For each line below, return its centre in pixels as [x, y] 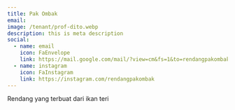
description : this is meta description [65, 33]
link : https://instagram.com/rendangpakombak [87, 79]
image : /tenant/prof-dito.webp [53, 27]
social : [19, 40]
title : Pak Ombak [33, 14]
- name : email [34, 46]
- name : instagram [41, 66]
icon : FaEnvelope [45, 53]
